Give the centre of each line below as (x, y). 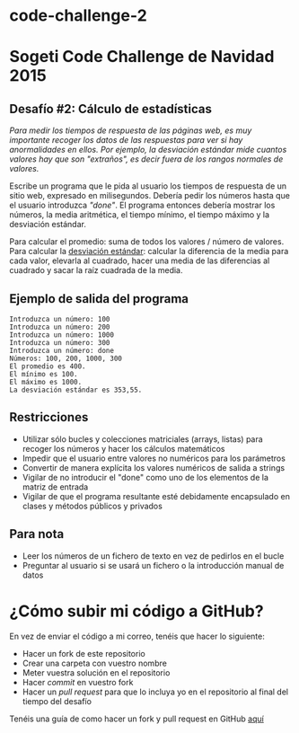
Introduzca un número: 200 (60, 327)
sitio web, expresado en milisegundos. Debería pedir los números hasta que (149, 196)
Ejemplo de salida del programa (99, 299)
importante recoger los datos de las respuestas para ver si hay (126, 140)
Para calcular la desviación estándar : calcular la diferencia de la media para (149, 252)
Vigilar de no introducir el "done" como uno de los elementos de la (145, 477)
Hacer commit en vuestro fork (78, 682)
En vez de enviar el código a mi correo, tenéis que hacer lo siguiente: (137, 636)
